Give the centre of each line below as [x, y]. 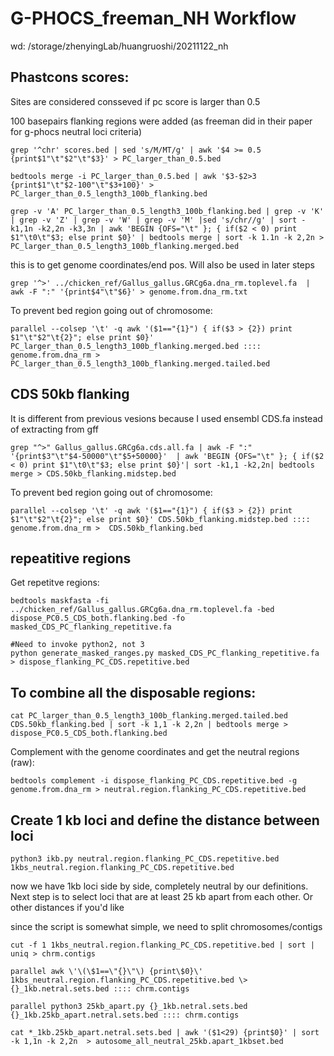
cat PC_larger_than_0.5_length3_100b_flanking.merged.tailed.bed [149, 716]
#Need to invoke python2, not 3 [77, 645]
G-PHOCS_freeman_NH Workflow [153, 18]
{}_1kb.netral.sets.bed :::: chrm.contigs [100, 989]
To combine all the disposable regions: [133, 692]
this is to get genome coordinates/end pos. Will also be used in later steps [162, 264]
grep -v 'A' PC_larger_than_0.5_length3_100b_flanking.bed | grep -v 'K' [167, 211]
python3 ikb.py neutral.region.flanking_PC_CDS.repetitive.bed [145, 859]
